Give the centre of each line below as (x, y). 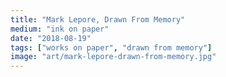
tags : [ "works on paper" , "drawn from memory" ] (111, 47)
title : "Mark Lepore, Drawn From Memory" (98, 19)
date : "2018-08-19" (51, 38)
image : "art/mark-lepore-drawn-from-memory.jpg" (113, 57)
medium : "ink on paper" (60, 29)
